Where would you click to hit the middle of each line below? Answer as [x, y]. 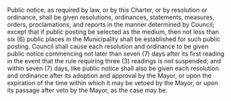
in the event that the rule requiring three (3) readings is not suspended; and [114, 61]
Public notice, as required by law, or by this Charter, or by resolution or [108, 10]
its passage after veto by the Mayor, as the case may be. [87, 90]
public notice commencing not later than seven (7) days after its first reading [116, 54]
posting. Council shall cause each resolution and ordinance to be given [108, 46]
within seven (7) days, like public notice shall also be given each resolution [113, 68]
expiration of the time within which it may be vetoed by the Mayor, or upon [113, 83]
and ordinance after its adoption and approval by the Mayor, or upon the [109, 76]
